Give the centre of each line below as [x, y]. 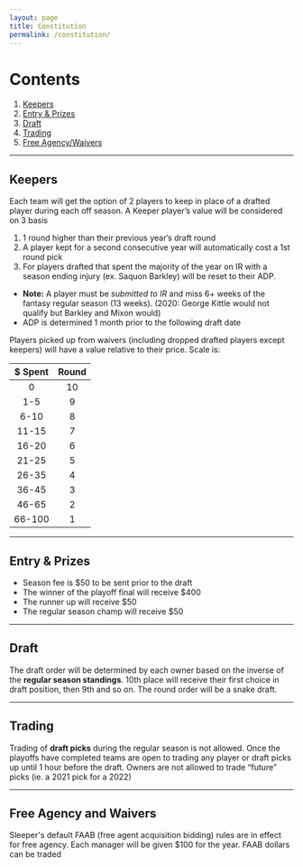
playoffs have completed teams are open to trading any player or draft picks [150, 757]
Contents [45, 79]
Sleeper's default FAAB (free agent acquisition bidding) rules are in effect [145, 835]
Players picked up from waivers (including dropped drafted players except [147, 340]
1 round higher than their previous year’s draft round [119, 238]
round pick [42, 257]
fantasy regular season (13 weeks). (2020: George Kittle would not [146, 303]
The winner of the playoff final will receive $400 [111, 592]
